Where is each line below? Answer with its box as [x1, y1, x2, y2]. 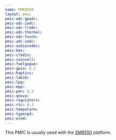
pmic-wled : [5, 116, 27, 121]
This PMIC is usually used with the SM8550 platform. [5, 129, 112, 135]
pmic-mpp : [5, 84, 25, 89]
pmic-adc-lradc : [5, 25, 38, 30]
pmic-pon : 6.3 [5, 89, 34, 94]
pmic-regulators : [5, 98, 40, 103]
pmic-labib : [5, 75, 29, 80]
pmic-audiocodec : [5, 43, 40, 48]
